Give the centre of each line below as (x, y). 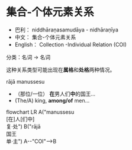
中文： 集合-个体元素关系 (45, 37)
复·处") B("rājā (23, 126)
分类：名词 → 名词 (28, 57)
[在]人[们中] (20, 119)
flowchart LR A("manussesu (40, 112)
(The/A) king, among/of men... (52, 100)
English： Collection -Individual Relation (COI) (71, 44)
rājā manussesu (25, 81)
